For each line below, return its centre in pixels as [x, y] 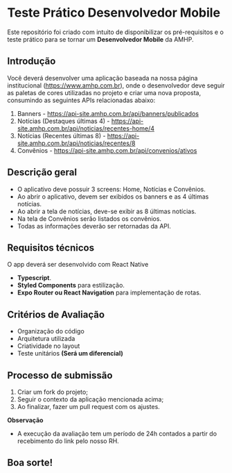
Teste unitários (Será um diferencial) [70, 354]
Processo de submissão [60, 375]
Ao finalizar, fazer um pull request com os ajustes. [89, 407]
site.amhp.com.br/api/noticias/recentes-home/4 [86, 128]
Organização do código [51, 331]
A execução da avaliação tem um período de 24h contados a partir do [117, 433]
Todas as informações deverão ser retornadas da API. [94, 226]
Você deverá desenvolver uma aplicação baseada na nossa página [102, 78]
